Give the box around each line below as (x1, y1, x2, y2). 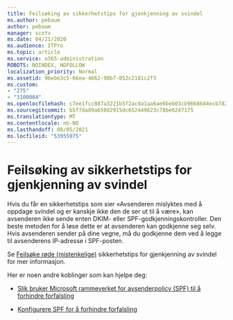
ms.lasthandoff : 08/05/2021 (7, 126, 89, 133)
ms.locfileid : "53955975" (7, 132, 82, 139)
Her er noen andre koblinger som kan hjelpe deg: (7, 271, 148, 279)
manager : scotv (7, 29, 51, 37)
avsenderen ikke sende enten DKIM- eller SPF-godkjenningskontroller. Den (7, 215, 222, 223)
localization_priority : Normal (7, 68, 98, 75)
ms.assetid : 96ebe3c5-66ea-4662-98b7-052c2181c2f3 (7, 74, 157, 82)
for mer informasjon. (7, 258, 66, 266)
